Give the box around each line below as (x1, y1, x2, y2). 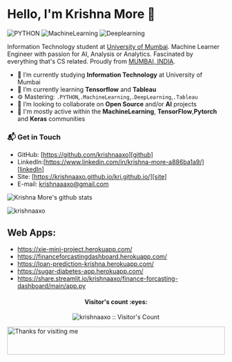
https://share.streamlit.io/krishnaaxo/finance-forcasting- (17, 274, 178, 283)
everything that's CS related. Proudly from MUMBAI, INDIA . (7, 57, 176, 65)
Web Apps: (7, 227, 57, 238)
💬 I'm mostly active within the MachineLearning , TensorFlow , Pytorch (17, 107, 217, 115)
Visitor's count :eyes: (84, 297, 148, 306)
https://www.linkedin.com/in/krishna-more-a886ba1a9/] (45, 158, 205, 166)
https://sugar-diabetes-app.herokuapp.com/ (17, 267, 144, 276)
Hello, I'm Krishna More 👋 (7, 6, 155, 22)
